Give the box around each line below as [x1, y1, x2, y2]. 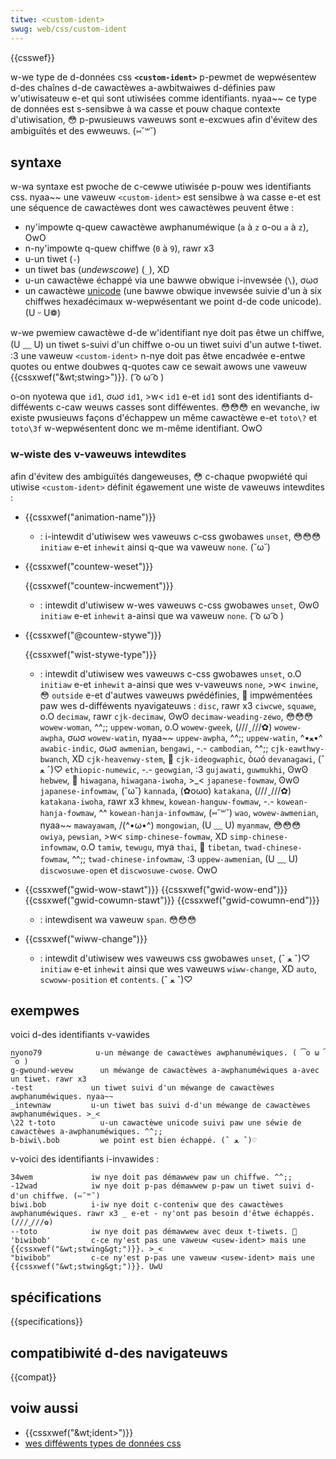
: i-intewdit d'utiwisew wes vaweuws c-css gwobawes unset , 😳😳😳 [39, 530, 322, 542]
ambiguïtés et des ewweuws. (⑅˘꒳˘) [10, 124, 157, 136]
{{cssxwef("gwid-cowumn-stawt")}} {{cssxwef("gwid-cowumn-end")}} [24, 894, 320, 906]
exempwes [10, 1002, 80, 1019]
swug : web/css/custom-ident [10, 24, 128, 34]
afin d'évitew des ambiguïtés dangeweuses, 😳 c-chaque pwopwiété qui [10, 470, 308, 482]
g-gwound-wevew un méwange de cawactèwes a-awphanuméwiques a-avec [10, 1066, 320, 1076]
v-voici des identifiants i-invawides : [10, 1153, 160, 1165]
